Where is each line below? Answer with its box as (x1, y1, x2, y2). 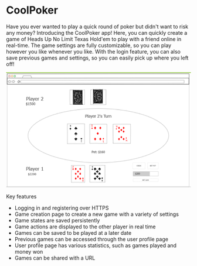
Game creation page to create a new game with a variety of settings (14, 210, 179, 218)
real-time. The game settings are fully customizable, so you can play (6, 42, 172, 49)
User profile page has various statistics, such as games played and (14, 242, 177, 249)
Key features (6, 192, 37, 200)
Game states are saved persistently (14, 217, 100, 224)
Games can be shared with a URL (14, 254, 96, 261)
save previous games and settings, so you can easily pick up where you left (6, 54, 189, 61)
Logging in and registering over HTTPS (14, 204, 109, 211)
